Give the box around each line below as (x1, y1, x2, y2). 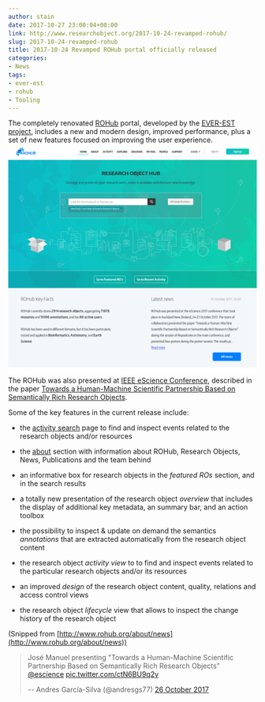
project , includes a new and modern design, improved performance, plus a (8, 127, 251, 136)
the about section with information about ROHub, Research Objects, (19, 446, 241, 456)
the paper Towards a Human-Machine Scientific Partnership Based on (8, 383, 236, 394)
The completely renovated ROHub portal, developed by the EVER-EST (8, 118, 236, 128)
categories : (8, 54, 47, 62)
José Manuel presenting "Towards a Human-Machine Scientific (27, 652, 234, 662)
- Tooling (8, 95, 41, 104)
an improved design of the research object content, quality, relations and (19, 581, 256, 591)
